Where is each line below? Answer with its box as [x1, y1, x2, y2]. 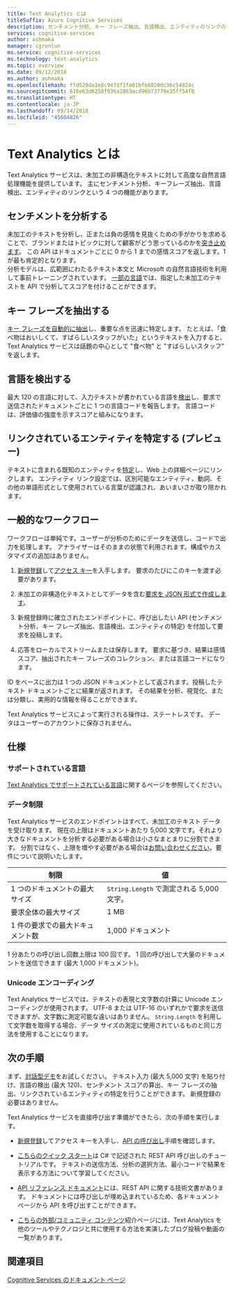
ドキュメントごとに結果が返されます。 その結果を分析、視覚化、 [26, 686, 212, 694]
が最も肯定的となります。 [7, 256, 80, 265]
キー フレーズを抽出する [7, 305, 110, 316]
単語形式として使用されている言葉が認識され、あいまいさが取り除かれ [25, 482, 227, 491]
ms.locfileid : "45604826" [7, 114, 82, 121]
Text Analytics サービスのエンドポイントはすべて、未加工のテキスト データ [7, 817, 221, 825]
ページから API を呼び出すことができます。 [17, 1200, 141, 1209]
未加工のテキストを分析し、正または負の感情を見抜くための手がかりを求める [7, 230, 227, 238]
